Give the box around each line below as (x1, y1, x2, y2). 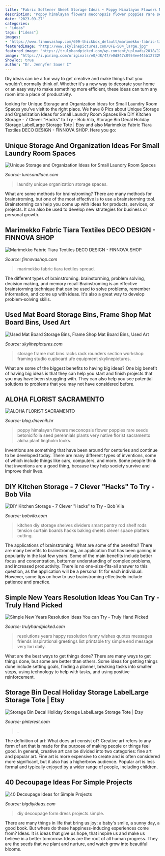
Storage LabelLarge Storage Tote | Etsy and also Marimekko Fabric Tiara (5, 122, 152, 128)
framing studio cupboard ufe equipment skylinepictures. (17, 356, 131, 362)
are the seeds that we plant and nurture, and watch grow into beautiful (5, 841, 148, 847)
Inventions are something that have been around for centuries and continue (5, 447, 158, 453)
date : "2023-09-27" (5, 16, 45, 21)
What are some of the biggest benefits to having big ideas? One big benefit (5, 365, 157, 371)
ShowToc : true (5, 58, 34, 63)
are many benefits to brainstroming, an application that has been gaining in (5, 548, 157, 554)
